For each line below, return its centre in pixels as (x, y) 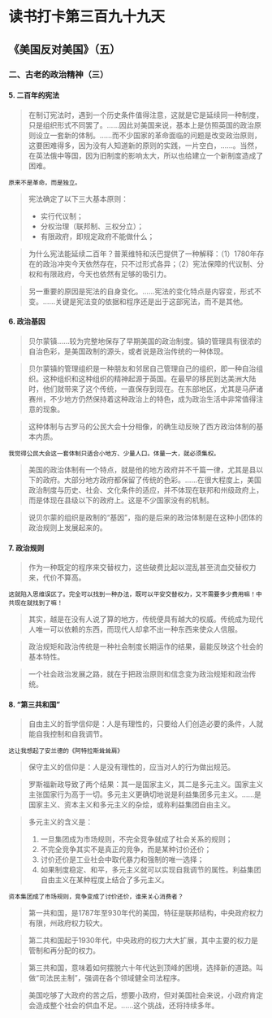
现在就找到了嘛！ (39, 603)
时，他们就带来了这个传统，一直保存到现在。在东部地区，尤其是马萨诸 (146, 389)
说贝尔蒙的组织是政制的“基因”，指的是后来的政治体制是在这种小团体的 (145, 517)
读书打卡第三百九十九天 (87, 17)
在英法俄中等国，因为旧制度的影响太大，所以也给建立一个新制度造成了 (146, 155)
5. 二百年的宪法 (34, 95)
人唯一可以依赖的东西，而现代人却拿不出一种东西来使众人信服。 (135, 629)
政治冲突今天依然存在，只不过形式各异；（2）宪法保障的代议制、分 (153, 263)
